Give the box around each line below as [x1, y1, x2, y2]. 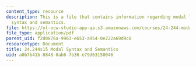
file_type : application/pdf [6, 30, 75, 36]
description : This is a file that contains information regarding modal [6, 14, 187, 20]
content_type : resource [6, 8, 64, 15]
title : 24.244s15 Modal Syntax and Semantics [6, 47, 118, 52]
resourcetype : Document [6, 41, 64, 47]
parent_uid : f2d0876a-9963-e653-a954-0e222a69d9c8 [6, 36, 132, 41]
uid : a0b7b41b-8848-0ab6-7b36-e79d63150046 [6, 52, 114, 58]
